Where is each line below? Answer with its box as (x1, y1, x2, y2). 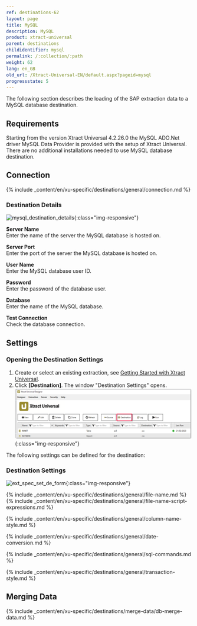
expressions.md (6, 504, 45, 511)
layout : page (6, 15, 38, 22)
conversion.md (6, 539, 42, 547)
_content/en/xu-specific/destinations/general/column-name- (34, 515, 182, 522)
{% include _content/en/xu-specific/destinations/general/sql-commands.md (6, 551, 192, 558)
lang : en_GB (6, 66, 35, 72)
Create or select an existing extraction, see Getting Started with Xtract (14, 369, 186, 376)
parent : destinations (6, 41, 60, 47)
